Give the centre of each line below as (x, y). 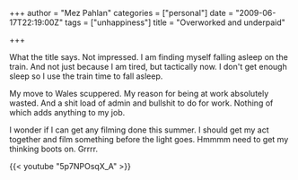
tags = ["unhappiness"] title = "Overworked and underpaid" (175, 22)
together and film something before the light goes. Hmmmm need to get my (149, 139)
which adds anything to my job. (67, 112)
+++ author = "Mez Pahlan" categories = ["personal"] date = (122, 13)
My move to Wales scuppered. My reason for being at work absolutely (139, 94)
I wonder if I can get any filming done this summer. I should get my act (139, 130)
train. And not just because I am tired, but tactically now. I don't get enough (148, 67)
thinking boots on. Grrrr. (54, 149)
